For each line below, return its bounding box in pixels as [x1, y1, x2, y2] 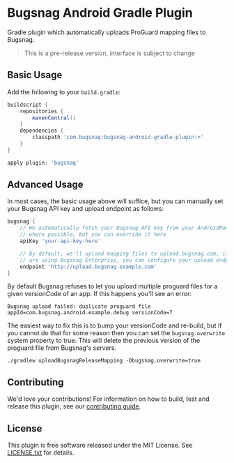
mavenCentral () [32, 114, 77, 122]
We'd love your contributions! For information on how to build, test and [7, 395, 210, 403]
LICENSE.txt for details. [7, 448, 75, 457]
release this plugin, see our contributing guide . [7, 402, 141, 411]
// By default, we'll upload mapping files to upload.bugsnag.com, [19, 250, 219, 257]
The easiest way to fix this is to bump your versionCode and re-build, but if [7, 321, 222, 330]
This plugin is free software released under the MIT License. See [7, 441, 193, 450]
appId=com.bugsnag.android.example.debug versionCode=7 [7, 309, 173, 316]
